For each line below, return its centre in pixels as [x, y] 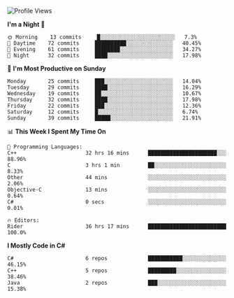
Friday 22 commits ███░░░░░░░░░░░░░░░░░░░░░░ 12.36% [104, 106]
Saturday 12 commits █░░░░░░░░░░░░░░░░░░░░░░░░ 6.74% [103, 112]
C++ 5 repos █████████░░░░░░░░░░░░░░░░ [117, 271]
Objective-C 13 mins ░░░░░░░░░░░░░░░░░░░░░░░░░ [117, 190]
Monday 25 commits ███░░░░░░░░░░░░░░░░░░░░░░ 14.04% [104, 81]
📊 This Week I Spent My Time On [57, 132]
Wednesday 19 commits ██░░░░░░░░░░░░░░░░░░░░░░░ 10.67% [104, 94]
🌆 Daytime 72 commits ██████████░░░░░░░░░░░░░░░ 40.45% [104, 43]
